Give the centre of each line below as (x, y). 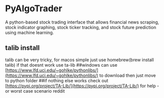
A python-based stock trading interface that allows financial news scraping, (82, 22)
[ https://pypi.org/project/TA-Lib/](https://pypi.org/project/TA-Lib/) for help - (82, 86)
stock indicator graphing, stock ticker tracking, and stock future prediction (81, 27)
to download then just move (128, 75)
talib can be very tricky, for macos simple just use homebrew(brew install (80, 60)
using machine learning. (30, 32)
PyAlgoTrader (34, 9)
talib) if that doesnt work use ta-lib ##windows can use (61, 65)
